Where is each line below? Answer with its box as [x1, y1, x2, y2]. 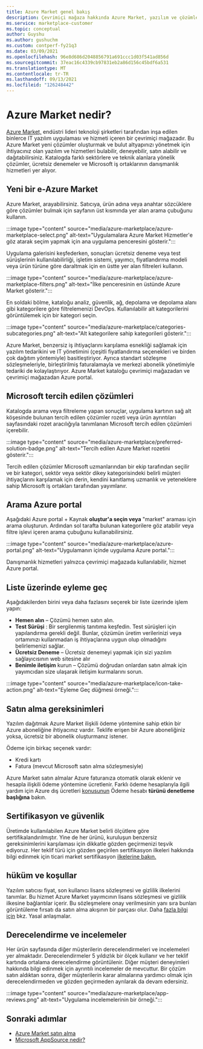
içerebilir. [6, 426, 29, 433]
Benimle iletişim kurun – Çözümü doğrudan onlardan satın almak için [14, 662, 187, 669]
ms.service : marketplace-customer [6, 20, 94, 26]
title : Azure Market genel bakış [6, 8, 91, 15]
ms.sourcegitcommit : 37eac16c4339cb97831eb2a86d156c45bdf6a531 [6, 59, 169, 65]
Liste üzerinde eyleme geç [6, 582, 108, 593]
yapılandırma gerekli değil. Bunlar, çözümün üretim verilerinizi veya [14, 630, 182, 637]
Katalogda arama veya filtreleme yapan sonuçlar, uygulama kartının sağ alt [6, 407, 192, 415]
